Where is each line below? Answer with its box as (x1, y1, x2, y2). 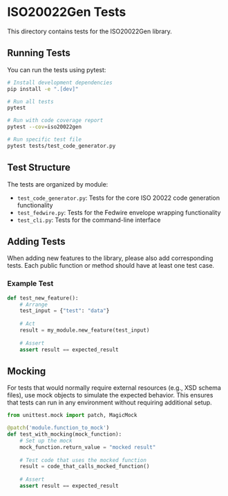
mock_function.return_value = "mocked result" (19, 443, 156, 451)
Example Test (7, 279, 54, 289)
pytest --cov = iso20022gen (7, 123, 82, 130)
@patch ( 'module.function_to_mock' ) (7, 425, 110, 431)
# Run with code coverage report (7, 117, 104, 124)
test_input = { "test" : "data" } (19, 307, 110, 314)
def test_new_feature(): (7, 294, 79, 302)
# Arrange (19, 301, 48, 308)
